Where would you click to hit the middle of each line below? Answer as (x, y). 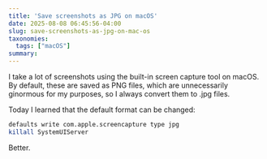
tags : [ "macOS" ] (43, 46)
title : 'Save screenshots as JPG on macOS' (83, 16)
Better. (19, 148)
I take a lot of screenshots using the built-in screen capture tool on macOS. (134, 77)
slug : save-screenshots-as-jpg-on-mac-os (80, 31)
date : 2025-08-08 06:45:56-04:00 (65, 24)
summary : (23, 54)
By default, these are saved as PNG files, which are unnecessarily (118, 85)
